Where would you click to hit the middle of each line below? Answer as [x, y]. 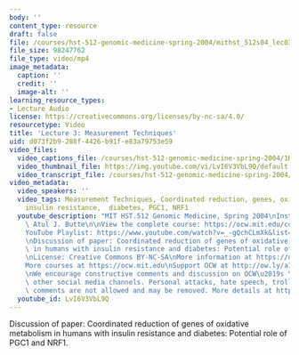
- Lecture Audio [39, 109]
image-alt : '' [43, 92]
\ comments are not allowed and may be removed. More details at [149, 290]
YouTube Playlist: [59, 232]
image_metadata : [39, 68]
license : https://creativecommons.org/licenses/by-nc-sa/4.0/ [127, 117]
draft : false [33, 34]
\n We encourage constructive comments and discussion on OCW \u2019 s [155, 274]
